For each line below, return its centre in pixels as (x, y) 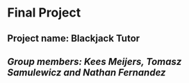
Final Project (44, 13)
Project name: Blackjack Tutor (74, 38)
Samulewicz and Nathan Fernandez (87, 72)
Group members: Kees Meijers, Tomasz (94, 61)
